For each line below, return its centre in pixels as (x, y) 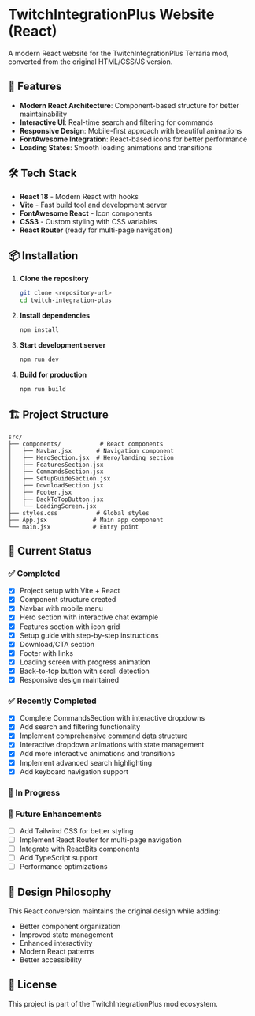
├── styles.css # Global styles (79, 513)
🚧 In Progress (34, 792)
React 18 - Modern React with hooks (79, 196)
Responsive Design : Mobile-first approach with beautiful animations (131, 130)
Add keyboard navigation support (74, 771)
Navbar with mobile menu (61, 608)
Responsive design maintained (69, 679)
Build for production (53, 374)
